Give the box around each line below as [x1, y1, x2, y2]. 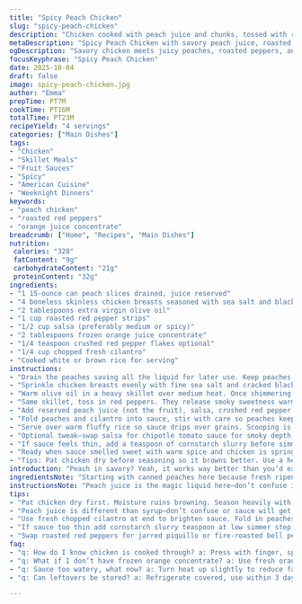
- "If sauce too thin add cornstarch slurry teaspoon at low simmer [9, 523, 271, 532]
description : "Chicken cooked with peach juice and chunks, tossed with [9, 30, 288, 39]
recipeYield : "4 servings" [9, 122, 111, 131]
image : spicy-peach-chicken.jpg [9, 80, 130, 89]
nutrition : [9, 239, 50, 248]
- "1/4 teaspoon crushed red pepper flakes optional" [9, 339, 216, 348]
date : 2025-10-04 [9, 64, 75, 73]
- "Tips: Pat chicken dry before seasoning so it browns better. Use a [9, 456, 283, 466]
